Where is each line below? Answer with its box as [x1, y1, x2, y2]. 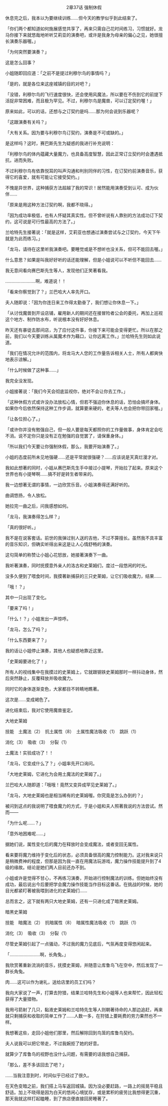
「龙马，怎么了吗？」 [5, 626, 49, 632]
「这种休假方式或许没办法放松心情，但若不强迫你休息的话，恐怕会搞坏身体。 [5, 399, 163, 405]
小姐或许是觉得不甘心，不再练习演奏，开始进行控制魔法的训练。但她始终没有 [5, 875, 163, 881]
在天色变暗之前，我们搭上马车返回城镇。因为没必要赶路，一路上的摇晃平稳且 [5, 1083, 163, 1089]
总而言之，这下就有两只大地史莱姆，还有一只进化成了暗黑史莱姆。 [5, 899, 141, 904]
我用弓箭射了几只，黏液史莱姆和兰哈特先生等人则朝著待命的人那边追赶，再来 [5, 1007, 163, 1012]
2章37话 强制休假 [66, 5, 102, 10]
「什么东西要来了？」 [5, 637, 49, 643]
